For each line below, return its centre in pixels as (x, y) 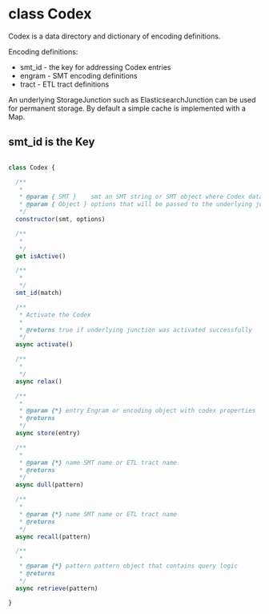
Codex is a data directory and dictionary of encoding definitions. (114, 36)
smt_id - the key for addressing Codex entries (95, 67)
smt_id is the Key (52, 142)
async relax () (39, 382)
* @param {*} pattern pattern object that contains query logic (128, 566)
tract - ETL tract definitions (64, 84)
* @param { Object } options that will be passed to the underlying (135, 204)
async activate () (44, 345)
